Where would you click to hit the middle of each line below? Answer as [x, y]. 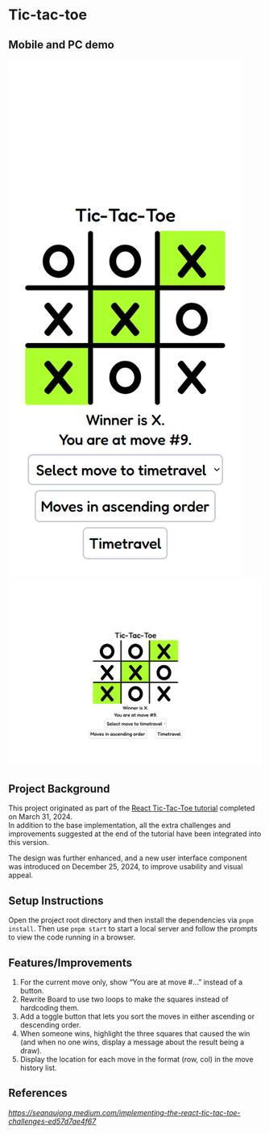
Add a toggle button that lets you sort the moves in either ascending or [137, 1016]
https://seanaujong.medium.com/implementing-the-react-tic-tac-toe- [124, 1112]
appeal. [21, 875]
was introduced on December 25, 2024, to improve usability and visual [126, 867]
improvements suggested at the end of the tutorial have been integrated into [135, 834]
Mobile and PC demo [61, 45]
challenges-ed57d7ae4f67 [52, 1121]
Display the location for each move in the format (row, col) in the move [137, 1059]
